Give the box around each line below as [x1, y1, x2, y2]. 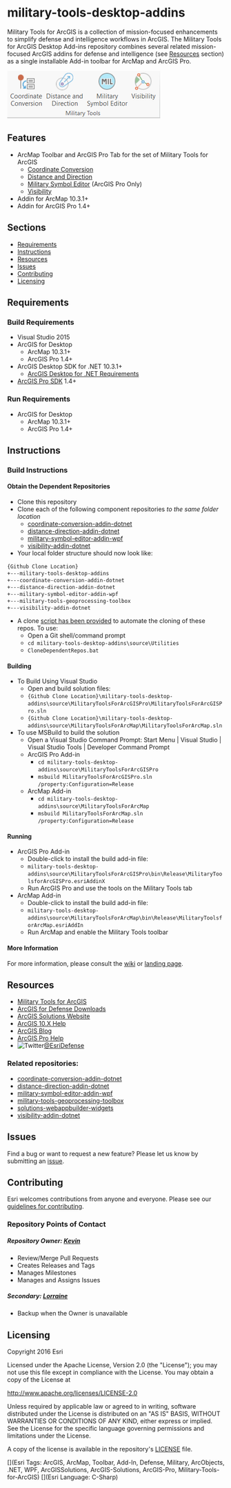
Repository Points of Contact [7, 1220, 106, 1229]
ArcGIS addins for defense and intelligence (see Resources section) [32, 50, 224, 58]
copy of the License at [7, 1376, 71, 1384]
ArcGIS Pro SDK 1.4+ [17, 377, 77, 386]
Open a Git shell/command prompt [27, 631, 126, 639]
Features [7, 132, 46, 144]
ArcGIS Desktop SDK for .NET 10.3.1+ [17, 362, 123, 370]
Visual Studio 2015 [17, 333, 70, 341]
